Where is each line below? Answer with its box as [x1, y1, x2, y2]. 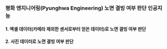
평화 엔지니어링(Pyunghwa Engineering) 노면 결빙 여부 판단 [5, 4, 147, 11]
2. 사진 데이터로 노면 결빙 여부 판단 [5, 38, 74, 44]
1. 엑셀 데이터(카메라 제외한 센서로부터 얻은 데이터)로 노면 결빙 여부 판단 [5, 26, 147, 32]
